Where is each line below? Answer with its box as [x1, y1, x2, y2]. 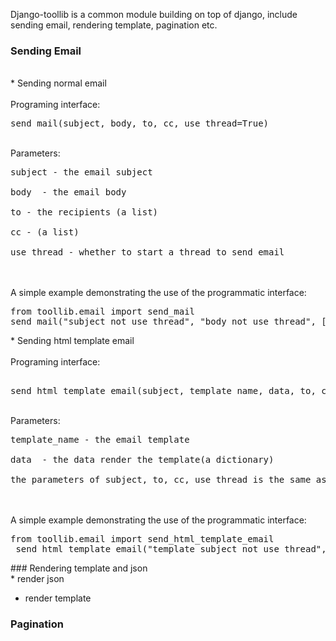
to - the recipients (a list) [10, 207, 159, 218]
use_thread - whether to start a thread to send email [10, 247, 285, 258]
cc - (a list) [10, 227, 80, 238]
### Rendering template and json [10, 562, 148, 574]
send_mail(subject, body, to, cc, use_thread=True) [10, 118, 270, 129]
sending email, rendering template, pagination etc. [10, 19, 218, 31]
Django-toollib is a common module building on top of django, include [10, 9, 298, 20]
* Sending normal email [10, 77, 107, 89]
